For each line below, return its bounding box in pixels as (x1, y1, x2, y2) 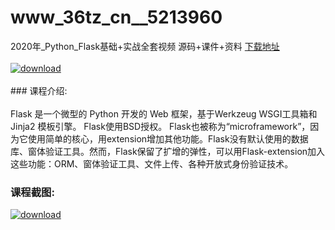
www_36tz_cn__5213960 (10, 6, 223, 29)
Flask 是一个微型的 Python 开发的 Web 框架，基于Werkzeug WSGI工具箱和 (10, 107, 318, 120)
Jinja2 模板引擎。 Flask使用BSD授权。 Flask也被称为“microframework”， (10, 120, 311, 132)
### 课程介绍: (10, 84, 68, 96)
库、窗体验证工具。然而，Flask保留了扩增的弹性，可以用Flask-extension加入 (10, 145, 326, 157)
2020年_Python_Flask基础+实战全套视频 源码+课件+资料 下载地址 (10, 40, 280, 52)
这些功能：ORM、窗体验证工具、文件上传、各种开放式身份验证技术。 (10, 157, 294, 170)
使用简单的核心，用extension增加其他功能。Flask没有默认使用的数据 (27, 132, 309, 145)
